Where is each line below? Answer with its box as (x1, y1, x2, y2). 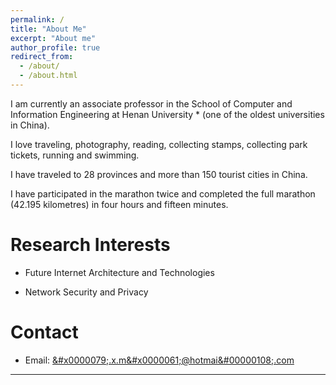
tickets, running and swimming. (10, 149, 140, 161)
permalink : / (10, 14, 65, 25)
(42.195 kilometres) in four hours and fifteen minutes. (10, 198, 229, 210)
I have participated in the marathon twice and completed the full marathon (10, 187, 316, 200)
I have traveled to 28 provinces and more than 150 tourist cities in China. (10, 168, 308, 180)
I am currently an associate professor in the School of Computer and (10, 97, 293, 110)
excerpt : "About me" (10, 33, 97, 43)
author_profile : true (10, 42, 101, 53)
